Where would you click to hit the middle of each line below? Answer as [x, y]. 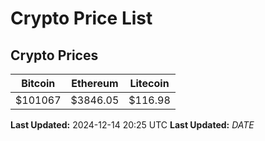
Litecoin [149, 83]
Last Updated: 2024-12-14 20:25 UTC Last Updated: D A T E [132, 125]
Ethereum [95, 83]
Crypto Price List [81, 18]
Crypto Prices [54, 55]
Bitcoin [38, 83]
